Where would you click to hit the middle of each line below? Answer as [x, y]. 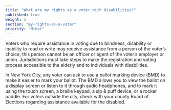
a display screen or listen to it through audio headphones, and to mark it [81, 86]
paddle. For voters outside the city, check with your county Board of [77, 97]
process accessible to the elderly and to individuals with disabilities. [77, 65]
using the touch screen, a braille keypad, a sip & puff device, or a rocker [81, 91]
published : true [23, 15]
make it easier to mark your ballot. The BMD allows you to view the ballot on [85, 80]
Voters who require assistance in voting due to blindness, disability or [79, 43]
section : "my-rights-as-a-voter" [41, 24]
